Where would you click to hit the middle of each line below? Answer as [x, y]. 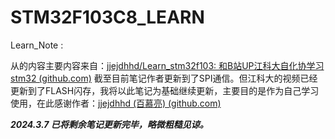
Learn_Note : [37, 45]
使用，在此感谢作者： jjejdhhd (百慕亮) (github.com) [116, 103]
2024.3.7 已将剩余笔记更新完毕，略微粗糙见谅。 [109, 124]
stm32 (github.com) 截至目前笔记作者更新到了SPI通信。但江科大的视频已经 [164, 78]
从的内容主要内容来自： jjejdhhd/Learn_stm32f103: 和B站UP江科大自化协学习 [167, 65]
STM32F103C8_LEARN [107, 17]
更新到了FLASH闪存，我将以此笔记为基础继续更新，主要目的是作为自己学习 [165, 90]
